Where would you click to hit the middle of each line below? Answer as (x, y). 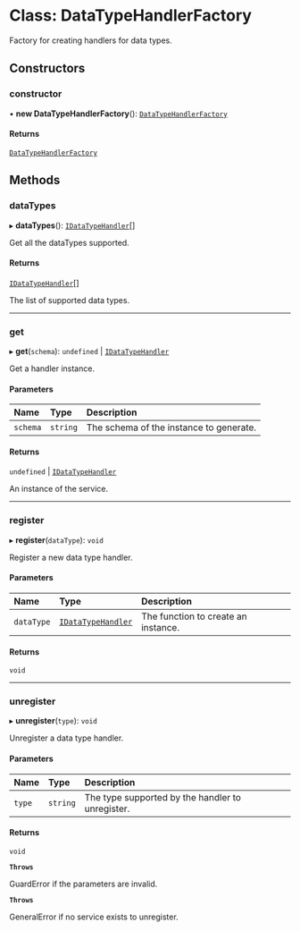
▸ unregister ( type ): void (54, 721)
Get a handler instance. (52, 368)
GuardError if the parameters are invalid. (83, 884)
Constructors (47, 68)
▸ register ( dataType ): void (57, 540)
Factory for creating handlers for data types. (91, 40)
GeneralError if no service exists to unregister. (94, 917)
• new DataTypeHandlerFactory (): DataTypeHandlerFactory (118, 114)
